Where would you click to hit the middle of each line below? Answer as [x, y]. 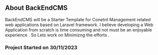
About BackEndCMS [36, 8]
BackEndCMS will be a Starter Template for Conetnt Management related [78, 19]
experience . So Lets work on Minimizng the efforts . [57, 35]
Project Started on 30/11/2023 [41, 47]
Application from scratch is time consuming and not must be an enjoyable [79, 30]
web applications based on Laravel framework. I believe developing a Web [79, 25]
